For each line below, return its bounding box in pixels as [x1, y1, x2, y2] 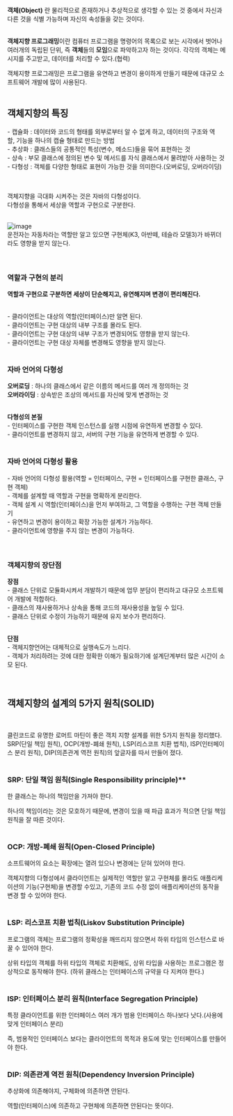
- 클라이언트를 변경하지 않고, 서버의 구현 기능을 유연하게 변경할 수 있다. [7, 431, 200, 439]
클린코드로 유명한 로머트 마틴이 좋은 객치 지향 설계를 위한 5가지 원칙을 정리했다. [7, 731, 223, 739]
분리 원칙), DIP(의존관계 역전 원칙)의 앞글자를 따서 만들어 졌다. [14, 748, 183, 757]
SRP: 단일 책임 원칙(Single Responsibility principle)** [7, 775, 186, 784]
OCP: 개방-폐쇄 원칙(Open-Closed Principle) [7, 842, 155, 852]
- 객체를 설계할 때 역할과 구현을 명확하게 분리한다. [7, 491, 142, 499]
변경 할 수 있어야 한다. [7, 891, 67, 900]
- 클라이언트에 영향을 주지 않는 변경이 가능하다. [7, 526, 134, 534]
